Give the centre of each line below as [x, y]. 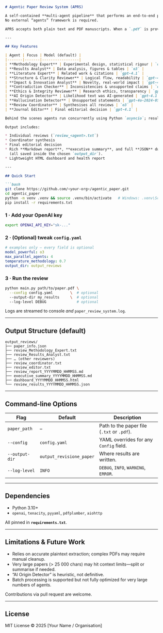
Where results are [119, 454]
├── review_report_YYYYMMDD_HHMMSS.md [44, 372]
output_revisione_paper [67, 457]
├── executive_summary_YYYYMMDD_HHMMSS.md [49, 376]
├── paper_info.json [26, 346]
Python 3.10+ [25, 508]
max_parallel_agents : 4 [29, 257]
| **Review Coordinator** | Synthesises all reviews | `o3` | [69, 105]
